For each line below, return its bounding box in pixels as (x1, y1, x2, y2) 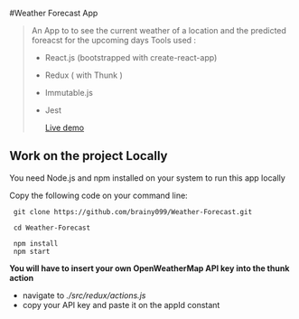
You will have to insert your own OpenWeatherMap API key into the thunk (9, 262, 290, 274)
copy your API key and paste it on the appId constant (22, 299, 220, 310)
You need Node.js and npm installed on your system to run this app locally (9, 172, 286, 183)
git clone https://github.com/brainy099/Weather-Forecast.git (13, 207, 253, 216)
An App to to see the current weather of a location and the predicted (31, 25, 287, 35)
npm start (13, 247, 51, 256)
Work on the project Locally (9, 148, 169, 164)
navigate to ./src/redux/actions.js (22, 289, 146, 301)
